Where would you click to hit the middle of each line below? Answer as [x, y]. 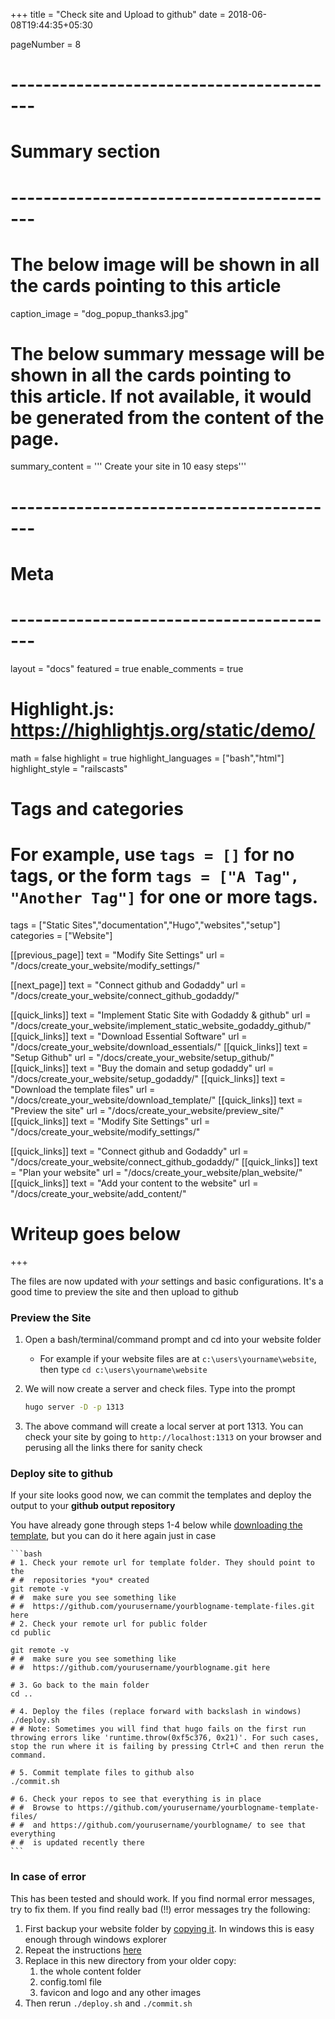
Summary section [85, 151]
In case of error [48, 1877]
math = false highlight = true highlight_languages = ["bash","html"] [147, 758]
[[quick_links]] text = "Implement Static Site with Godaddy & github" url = [161, 1015]
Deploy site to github [62, 1473]
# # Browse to [42, 1808]
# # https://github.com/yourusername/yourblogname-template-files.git [162, 1607]
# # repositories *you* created [80, 1580]
